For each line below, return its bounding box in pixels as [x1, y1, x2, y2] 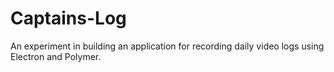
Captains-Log [10, 7, 127, 30]
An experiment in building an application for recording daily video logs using [10, 40, 325, 52]
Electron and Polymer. [10, 50, 102, 62]
